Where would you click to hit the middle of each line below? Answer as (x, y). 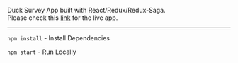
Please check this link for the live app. (63, 18)
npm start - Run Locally (42, 52)
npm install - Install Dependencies (58, 38)
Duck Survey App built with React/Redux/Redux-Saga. (86, 10)
